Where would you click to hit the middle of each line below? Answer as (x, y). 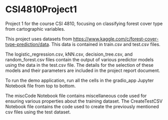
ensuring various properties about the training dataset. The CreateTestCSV (84, 101)
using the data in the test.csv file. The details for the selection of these (80, 65)
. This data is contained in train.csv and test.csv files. (105, 44)
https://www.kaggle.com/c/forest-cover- (116, 39)
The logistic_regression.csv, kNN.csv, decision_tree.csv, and (69, 54)
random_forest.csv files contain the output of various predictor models (80, 59)
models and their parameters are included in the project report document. (83, 70)
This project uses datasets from (39, 39)
